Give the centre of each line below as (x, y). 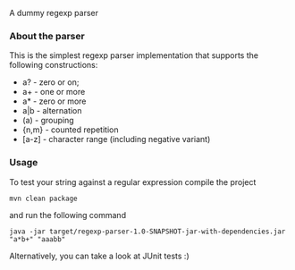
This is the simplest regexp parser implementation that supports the (134, 55)
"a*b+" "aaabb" (38, 239)
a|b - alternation (52, 111)
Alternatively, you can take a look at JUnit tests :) (99, 256)
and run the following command (68, 215)
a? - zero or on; (51, 82)
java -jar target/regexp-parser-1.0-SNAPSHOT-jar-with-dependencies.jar (147, 232)
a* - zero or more (54, 101)
